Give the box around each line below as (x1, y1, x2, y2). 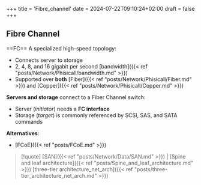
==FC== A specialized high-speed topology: (6, 44, 117, 52)
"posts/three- (134, 165, 168, 173)
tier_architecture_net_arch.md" (20, 172, 97, 179)
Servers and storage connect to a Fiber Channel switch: (6, 93, 146, 101)
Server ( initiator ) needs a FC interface (14, 105, 110, 112)
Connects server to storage (14, 56, 83, 64)
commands (14, 118, 43, 125)
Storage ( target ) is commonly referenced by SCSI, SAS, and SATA (14, 111, 178, 119)
